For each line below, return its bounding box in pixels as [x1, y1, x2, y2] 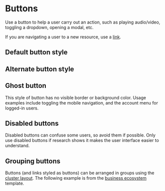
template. [5, 180, 25, 187]
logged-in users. [5, 105, 39, 111]
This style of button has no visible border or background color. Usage [5, 94, 146, 101]
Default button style [5, 48, 68, 56]
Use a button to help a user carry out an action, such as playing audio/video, [5, 19, 161, 25]
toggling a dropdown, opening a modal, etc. [5, 24, 94, 30]
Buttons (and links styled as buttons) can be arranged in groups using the [5, 170, 155, 176]
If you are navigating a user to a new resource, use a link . [5, 34, 122, 40]
